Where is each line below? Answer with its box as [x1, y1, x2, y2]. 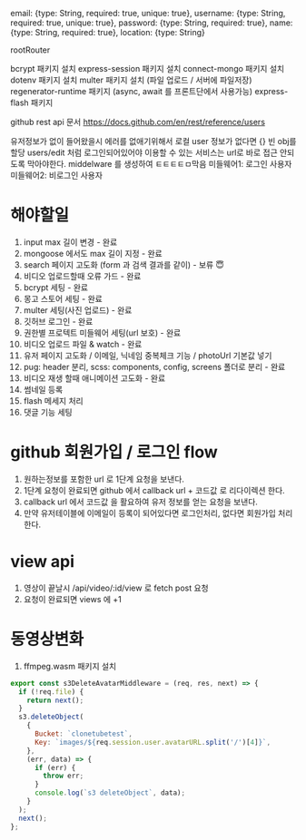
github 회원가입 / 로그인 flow [10, 442, 219, 463]
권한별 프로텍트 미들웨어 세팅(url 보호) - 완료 [23, 327, 182, 338]
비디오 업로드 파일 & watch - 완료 [23, 338, 143, 349]
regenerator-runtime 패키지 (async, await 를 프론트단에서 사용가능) [10, 86, 253, 96]
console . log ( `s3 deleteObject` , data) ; [34, 788, 185, 797]
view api [10, 552, 75, 572]
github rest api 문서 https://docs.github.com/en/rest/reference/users [10, 117, 266, 127]
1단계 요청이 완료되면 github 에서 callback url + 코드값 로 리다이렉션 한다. [23, 484, 285, 495]
